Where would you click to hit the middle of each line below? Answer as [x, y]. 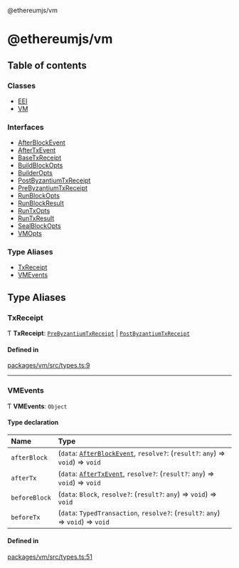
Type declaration [33, 423]
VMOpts [30, 234]
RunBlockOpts [39, 196]
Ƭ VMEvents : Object [37, 406]
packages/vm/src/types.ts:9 [49, 366]
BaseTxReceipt [39, 158]
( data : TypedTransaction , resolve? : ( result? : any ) [139, 512]
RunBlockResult [41, 203]
